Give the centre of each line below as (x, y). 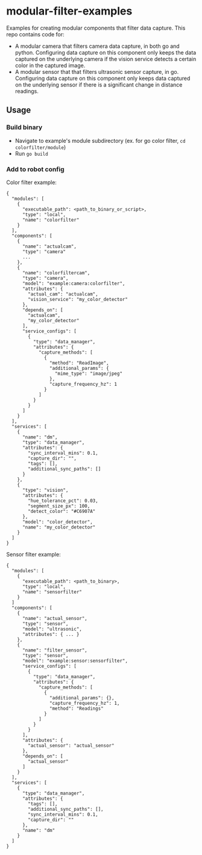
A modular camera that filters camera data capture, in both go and (97, 46)
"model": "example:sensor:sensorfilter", (75, 661)
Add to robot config (35, 169)
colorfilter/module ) (40, 147)
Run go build (31, 153)
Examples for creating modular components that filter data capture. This (96, 28)
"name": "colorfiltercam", (56, 273)
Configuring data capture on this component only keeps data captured (103, 78)
